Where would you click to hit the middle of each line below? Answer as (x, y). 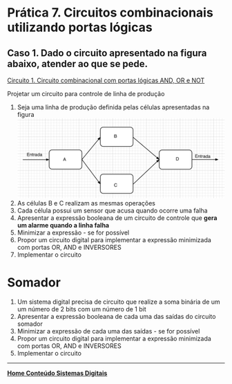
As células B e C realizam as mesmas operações (86, 203)
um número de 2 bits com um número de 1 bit (81, 309)
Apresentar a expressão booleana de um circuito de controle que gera (117, 218)
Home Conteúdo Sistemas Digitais (57, 373)
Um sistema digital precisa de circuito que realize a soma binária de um (119, 302)
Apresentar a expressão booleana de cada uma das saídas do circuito (116, 316)
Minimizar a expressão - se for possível (73, 232)
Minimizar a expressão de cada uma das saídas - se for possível (108, 331)
